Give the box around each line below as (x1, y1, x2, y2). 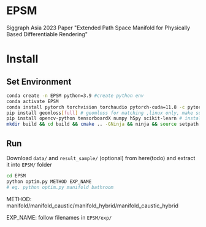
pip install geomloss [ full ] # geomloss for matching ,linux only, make (6, 110, 193, 116)
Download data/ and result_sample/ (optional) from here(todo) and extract (6, 155, 196, 161)
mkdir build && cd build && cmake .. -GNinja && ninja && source (6, 121, 177, 128)
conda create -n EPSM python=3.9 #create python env (6, 93, 144, 99)
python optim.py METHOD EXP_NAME (6, 179, 92, 185)
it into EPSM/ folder (6, 161, 52, 168)
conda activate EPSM (6, 98, 59, 104)
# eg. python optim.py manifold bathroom (6, 184, 114, 190)
